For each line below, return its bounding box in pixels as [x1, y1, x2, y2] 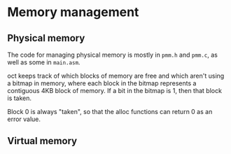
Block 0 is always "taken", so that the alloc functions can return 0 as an [7, 108, 213, 115]
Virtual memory [7, 135, 78, 147]
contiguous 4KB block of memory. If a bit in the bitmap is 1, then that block [7, 87, 223, 94]
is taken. [7, 94, 32, 102]
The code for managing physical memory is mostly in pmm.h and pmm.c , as [7, 50, 218, 59]
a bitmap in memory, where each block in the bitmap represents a [7, 79, 197, 87]
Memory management [7, 4, 139, 20]
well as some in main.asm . [7, 58, 80, 66]
